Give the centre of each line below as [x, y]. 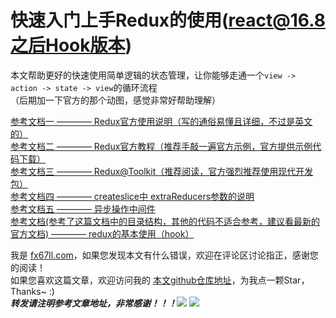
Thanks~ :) [32, 291]
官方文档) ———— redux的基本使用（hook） [102, 233]
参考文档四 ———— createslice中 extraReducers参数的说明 [132, 196]
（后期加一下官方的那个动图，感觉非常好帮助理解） [115, 100]
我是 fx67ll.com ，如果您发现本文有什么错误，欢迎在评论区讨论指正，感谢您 [164, 255]
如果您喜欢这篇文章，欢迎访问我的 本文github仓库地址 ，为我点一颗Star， [160, 280]
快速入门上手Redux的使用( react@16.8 [168, 20]
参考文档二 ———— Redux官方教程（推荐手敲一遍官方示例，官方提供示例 [161, 146]
